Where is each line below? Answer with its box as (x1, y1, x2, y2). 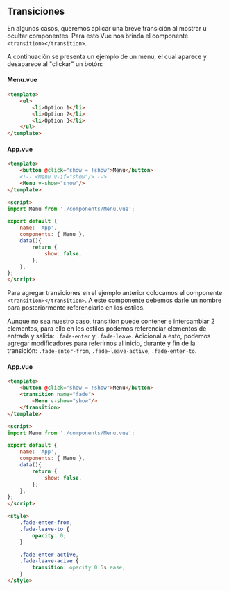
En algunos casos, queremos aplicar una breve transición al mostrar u (7, 24, 207, 32)
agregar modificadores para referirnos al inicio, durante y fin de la (7, 339, 196, 347)
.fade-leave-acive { (19, 558, 79, 565)
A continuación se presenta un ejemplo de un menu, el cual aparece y (7, 52, 207, 61)
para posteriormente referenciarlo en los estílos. (7, 304, 145, 312)
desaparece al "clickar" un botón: (7, 59, 103, 68)
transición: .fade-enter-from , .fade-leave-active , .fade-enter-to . (7, 347, 197, 355)
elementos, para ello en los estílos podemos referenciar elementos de (7, 324, 207, 333)
